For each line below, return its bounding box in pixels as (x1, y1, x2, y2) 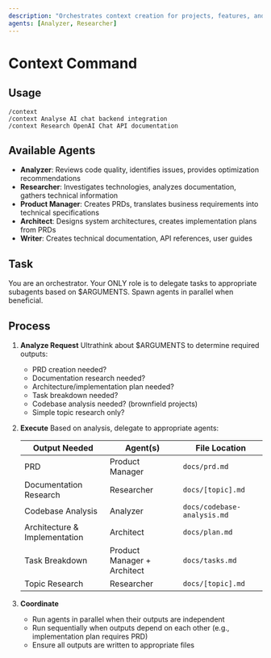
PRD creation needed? (31, 364, 107, 374)
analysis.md (182, 510, 229, 519)
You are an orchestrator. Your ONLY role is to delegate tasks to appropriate (8, 279, 257, 288)
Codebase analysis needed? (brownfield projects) (31, 399, 198, 409)
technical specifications (19, 207, 99, 218)
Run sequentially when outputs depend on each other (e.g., (31, 622, 230, 632)
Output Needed (32, 442, 94, 453)
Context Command (8, 54, 138, 73)
